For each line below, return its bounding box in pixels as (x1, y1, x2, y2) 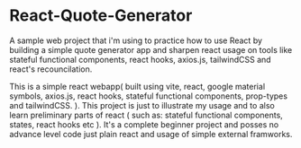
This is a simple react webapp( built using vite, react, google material (9, 81, 266, 91)
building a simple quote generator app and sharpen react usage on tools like (9, 44, 293, 55)
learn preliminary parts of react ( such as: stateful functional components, (9, 109, 284, 120)
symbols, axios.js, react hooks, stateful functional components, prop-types (9, 91, 288, 101)
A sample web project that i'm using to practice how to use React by (9, 35, 263, 46)
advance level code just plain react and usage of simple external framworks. (9, 128, 293, 139)
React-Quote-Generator (9, 5, 193, 26)
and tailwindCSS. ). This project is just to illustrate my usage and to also (9, 100, 275, 110)
